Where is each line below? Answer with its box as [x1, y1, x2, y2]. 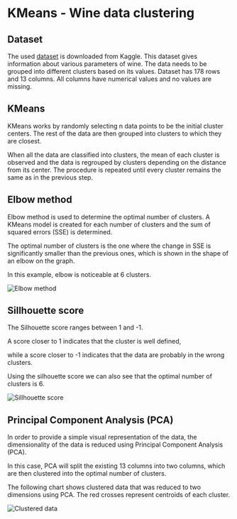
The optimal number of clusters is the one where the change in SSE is [7, 241, 211, 250]
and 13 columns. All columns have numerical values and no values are [7, 75, 211, 83]
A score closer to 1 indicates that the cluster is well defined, [7, 337, 182, 346]
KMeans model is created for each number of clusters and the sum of [7, 220, 211, 229]
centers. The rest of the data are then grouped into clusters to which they [7, 129, 222, 138]
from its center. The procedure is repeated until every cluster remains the [7, 165, 221, 174]
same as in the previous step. [7, 173, 94, 182]
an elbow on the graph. [7, 256, 75, 265]
